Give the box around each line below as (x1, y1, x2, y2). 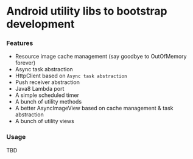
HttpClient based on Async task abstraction (15, 72, 127, 80)
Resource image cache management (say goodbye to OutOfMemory (15, 53, 187, 60)
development (6, 17, 75, 31)
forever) (15, 59, 36, 66)
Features (6, 39, 33, 48)
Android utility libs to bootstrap (6, 4, 167, 18)
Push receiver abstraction (15, 79, 80, 86)
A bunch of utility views (15, 118, 74, 125)
